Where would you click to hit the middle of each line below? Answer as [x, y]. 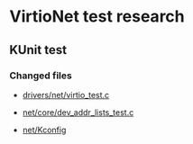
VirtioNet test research [97, 17]
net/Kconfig [44, 130]
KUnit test [38, 50]
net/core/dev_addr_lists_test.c [78, 112]
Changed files [41, 76]
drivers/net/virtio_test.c [66, 94]
